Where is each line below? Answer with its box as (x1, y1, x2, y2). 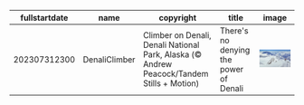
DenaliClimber (82, 53, 136, 64)
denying (220, 44, 251, 55)
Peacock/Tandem (143, 69, 209, 80)
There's (220, 24, 249, 36)
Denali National (143, 40, 200, 51)
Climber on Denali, (143, 30, 212, 41)
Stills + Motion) (143, 78, 200, 89)
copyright (158, 12, 197, 23)
